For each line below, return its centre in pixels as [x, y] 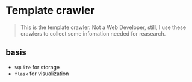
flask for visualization [42, 74]
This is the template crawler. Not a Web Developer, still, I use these [103, 27]
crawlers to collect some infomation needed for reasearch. [93, 33]
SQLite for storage [37, 67]
